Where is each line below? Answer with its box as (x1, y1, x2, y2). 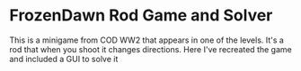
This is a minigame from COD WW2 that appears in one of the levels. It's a (9, 35, 285, 45)
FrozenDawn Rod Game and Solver (9, 5, 273, 26)
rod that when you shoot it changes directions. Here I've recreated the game (9, 43, 292, 54)
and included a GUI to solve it (9, 53, 119, 64)
